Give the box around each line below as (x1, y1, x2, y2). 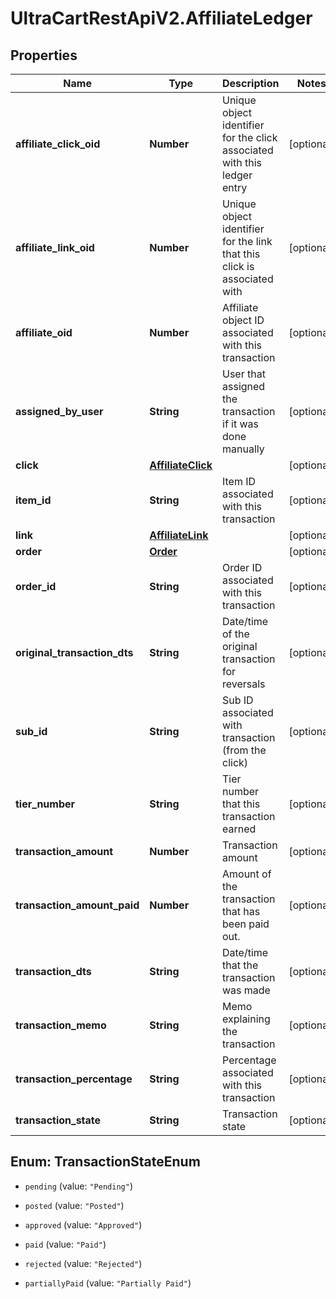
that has (222, 905, 261, 918)
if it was (222, 417, 260, 431)
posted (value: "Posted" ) (24, 1199, 125, 1211)
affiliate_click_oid (15, 137, 101, 151)
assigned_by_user (15, 405, 104, 418)
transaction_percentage (15, 1072, 133, 1086)
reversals (222, 677, 266, 691)
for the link (222, 235, 273, 248)
